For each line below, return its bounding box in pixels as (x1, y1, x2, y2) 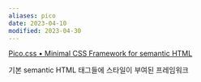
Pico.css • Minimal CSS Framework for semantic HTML (8, 49, 193, 59)
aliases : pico (8, 11, 57, 20)
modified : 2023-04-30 (8, 27, 82, 35)
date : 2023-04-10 (8, 19, 67, 27)
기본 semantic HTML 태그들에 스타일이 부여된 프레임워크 (8, 65, 189, 75)
